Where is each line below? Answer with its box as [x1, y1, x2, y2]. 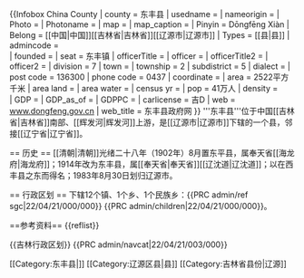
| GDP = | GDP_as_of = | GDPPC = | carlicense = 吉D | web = [9, 94, 236, 105]
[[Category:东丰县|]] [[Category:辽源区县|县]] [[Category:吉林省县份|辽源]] [9, 258, 288, 269]
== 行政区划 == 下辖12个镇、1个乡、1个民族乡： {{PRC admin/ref [9, 189, 249, 200]
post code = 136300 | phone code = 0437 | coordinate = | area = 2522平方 [9, 72, 289, 82]
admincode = [9, 40, 59, 51]
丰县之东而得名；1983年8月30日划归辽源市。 [9, 170, 178, 180]
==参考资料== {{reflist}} [9, 220, 100, 230]
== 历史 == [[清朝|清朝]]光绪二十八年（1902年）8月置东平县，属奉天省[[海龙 [9, 148, 295, 158]
